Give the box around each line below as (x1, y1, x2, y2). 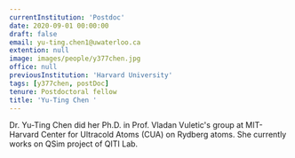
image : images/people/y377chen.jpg (9, 54, 141, 63)
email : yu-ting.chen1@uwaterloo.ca (9, 37, 141, 47)
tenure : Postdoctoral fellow (9, 87, 117, 96)
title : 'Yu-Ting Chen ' (9, 95, 98, 105)
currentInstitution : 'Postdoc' (9, 12, 125, 22)
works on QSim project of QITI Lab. (9, 138, 139, 149)
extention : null (9, 46, 69, 55)
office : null (9, 63, 58, 72)
